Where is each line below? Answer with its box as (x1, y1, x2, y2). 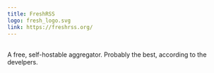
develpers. (7, 58, 39, 67)
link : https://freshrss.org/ (7, 23, 93, 30)
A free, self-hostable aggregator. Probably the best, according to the (7, 50, 207, 59)
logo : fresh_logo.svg (7, 17, 71, 24)
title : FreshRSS (7, 10, 55, 18)
